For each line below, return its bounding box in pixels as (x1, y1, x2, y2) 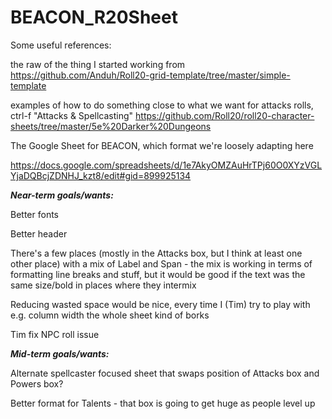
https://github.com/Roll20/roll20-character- (135, 109, 315, 121)
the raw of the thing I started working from (10, 58, 186, 70)
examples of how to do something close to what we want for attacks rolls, (10, 99, 314, 111)
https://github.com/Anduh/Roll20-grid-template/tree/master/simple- (10, 69, 291, 81)
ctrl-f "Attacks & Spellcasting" (10, 109, 134, 121)
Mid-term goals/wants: (10, 347, 110, 360)
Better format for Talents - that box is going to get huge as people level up (10, 397, 316, 409)
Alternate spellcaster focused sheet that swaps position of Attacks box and (10, 367, 320, 379)
